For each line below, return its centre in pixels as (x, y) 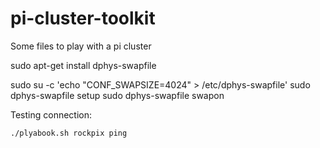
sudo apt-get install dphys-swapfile (83, 65)
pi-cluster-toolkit (83, 18)
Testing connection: (51, 114)
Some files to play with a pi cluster (81, 46)
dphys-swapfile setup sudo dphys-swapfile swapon (117, 95)
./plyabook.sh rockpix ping (69, 133)
